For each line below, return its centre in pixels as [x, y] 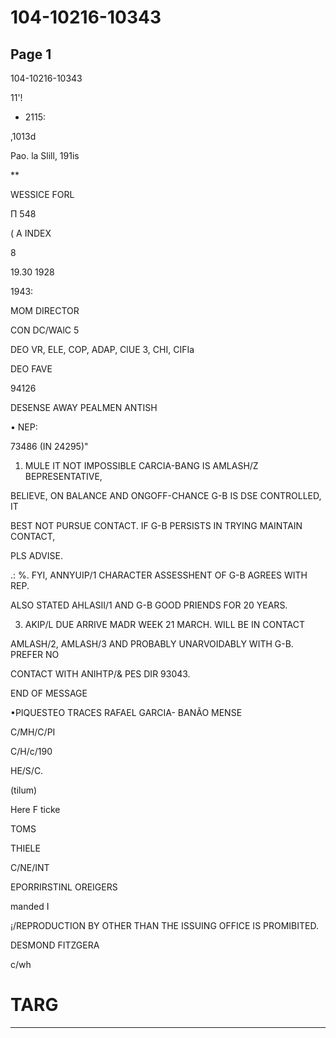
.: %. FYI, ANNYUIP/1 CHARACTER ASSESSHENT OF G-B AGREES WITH [159, 575]
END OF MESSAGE [49, 693]
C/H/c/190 [31, 751]
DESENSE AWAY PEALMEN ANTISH [84, 407]
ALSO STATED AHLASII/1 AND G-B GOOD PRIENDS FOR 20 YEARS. [149, 605]
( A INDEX [31, 233]
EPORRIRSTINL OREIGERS [64, 887]
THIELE [25, 848]
